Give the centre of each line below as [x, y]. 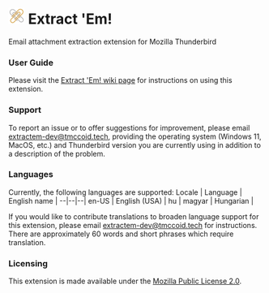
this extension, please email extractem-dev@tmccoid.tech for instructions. [133, 225]
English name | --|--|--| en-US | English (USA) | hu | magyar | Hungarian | [131, 200]
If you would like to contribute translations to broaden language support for [134, 216]
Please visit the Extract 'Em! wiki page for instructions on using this [120, 80]
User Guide [31, 62]
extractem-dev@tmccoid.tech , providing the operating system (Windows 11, [135, 136]
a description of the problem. [57, 153]
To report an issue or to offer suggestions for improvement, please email [129, 127]
